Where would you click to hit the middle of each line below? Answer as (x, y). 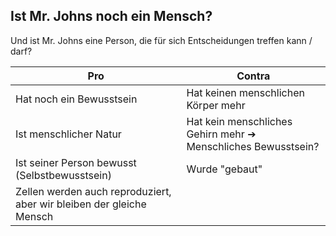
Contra (253, 76)
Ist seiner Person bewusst (76, 162)
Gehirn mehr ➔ (221, 134)
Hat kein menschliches (239, 121)
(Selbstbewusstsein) (63, 175)
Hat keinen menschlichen (245, 92)
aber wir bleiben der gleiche (81, 204)
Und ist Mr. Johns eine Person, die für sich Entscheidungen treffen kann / (161, 40)
